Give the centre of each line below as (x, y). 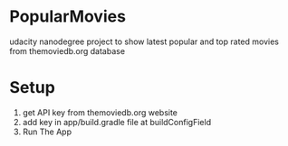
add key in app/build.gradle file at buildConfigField (116, 122)
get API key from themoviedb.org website (100, 112)
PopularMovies (68, 17)
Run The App (47, 132)
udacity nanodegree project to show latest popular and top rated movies (144, 41)
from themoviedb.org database (67, 50)
